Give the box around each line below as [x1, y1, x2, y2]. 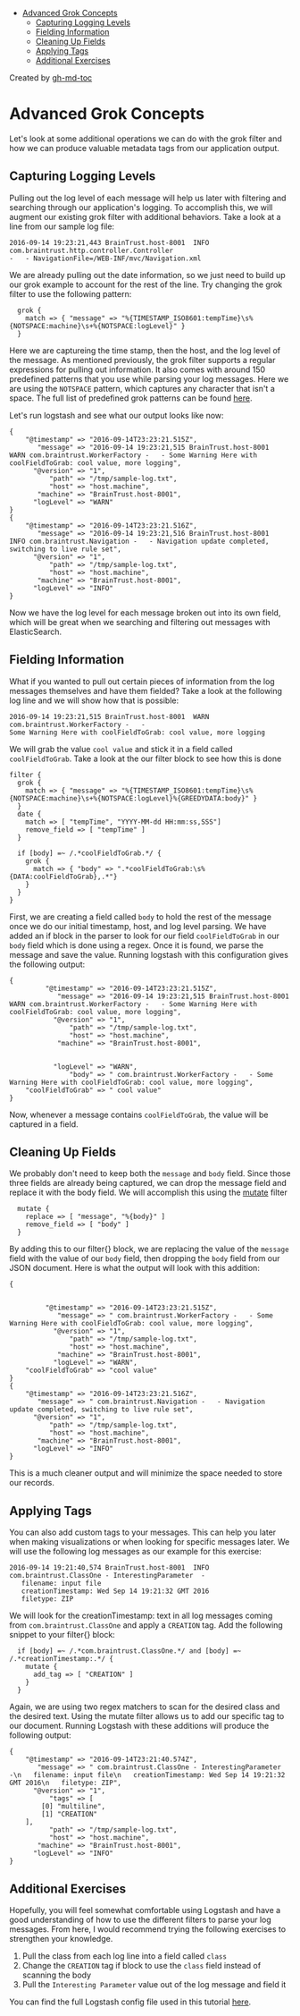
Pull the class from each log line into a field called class [21, 1951, 228, 1961]
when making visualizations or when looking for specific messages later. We [9, 1537, 290, 1547]
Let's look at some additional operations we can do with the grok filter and [9, 133, 283, 144]
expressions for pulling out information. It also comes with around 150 [9, 364, 266, 375]
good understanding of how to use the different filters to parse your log [9, 1914, 272, 1925]
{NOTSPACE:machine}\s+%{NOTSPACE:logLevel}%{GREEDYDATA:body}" [9, 793, 250, 803]
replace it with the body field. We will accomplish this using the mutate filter [9, 1187, 287, 1198]
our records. [9, 1478, 55, 1488]
